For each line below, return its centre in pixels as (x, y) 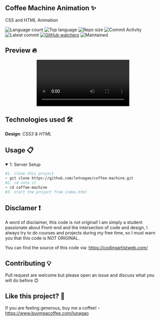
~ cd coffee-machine (26, 187)
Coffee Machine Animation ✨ (51, 8)
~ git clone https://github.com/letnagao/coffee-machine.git (69, 178)
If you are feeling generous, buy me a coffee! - (53, 308)
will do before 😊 (22, 280)
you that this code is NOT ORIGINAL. (42, 238)
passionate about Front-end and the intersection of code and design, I (77, 228)
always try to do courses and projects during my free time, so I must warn (80, 233)
